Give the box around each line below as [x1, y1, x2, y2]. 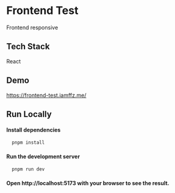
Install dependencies [6, 126, 61, 133]
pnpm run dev [12, 166, 45, 172]
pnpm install [12, 139, 45, 146]
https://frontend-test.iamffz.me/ [6, 91, 87, 99]
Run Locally [6, 109, 52, 119]
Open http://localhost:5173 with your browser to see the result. [6, 179, 170, 186]
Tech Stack [6, 41, 50, 52]
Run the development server [6, 153, 80, 160]
